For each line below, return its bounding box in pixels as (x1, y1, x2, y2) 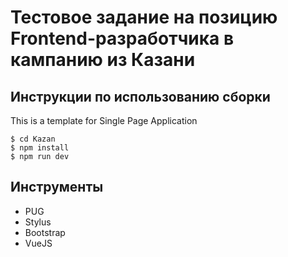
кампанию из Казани (10, 49, 196, 71)
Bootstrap (24, 226, 66, 238)
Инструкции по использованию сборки (10, 88, 271, 105)
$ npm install (10, 143, 70, 153)
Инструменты (10, 179, 104, 196)
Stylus (24, 216, 52, 228)
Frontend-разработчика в (10, 27, 235, 50)
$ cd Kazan (10, 134, 56, 144)
